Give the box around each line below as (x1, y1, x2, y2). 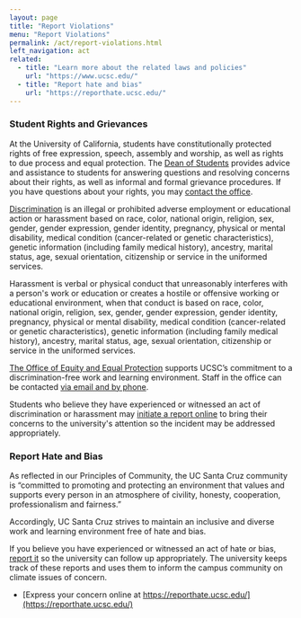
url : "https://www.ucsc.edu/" (25, 72, 139, 81)
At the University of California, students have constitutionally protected (9, 138, 272, 149)
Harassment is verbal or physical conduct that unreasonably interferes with (9, 278, 288, 288)
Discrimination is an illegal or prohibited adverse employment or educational (9, 203, 291, 214)
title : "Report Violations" (9, 22, 115, 31)
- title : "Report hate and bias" (17, 80, 143, 89)
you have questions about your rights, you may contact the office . (9, 186, 253, 197)
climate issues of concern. (9, 572, 108, 583)
